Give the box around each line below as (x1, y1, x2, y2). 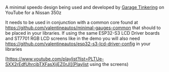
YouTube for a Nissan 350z (5, 10, 62, 16)
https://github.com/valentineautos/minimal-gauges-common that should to (5, 25, 161, 31)
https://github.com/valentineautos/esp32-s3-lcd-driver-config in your (5, 41, 151, 47)
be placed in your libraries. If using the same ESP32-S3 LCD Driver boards (5, 30, 160, 36)
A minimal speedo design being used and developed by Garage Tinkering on (5, 5, 164, 10)
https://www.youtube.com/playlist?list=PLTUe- (7, 56, 104, 62)
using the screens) (89, 61, 129, 67)
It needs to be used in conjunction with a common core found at (5, 20, 138, 25)
